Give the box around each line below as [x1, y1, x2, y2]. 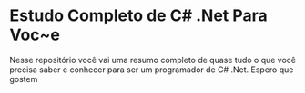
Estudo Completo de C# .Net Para [9, 5, 269, 26]
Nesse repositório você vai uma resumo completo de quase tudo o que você [9, 54, 297, 65]
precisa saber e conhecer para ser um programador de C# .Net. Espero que [9, 64, 294, 75]
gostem [9, 73, 38, 84]
